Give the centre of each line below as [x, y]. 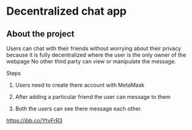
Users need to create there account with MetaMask [80, 85]
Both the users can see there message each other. [78, 109]
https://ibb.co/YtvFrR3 [34, 121]
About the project [41, 34]
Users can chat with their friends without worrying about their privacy [94, 48]
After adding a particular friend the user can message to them [93, 97]
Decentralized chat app [66, 11]
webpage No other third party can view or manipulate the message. [91, 61]
